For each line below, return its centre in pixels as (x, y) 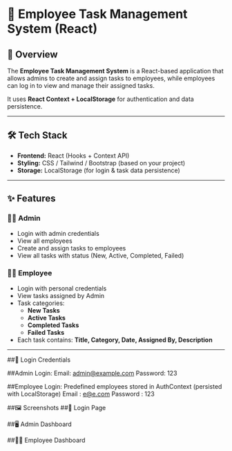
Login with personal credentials (62, 288)
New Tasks (43, 310)
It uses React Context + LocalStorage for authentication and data (101, 99)
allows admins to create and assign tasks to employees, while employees (111, 78)
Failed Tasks (46, 332)
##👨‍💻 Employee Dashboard (46, 440)
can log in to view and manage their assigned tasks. (81, 85)
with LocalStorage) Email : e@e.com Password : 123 (81, 394)
